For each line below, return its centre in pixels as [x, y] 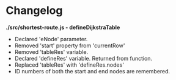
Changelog [34, 11]
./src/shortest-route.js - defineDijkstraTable [63, 27]
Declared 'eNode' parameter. [51, 39]
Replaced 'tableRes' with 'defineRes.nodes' [69, 65]
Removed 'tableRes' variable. [51, 52]
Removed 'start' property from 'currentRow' [70, 45]
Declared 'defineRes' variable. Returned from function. [83, 58]
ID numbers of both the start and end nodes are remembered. [92, 71]
